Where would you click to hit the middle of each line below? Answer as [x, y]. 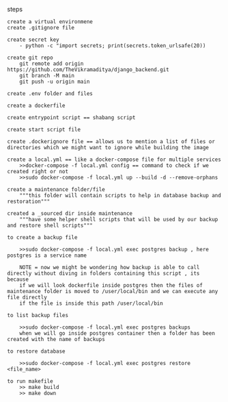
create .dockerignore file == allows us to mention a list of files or [111, 142]
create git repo [30, 58]
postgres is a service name [47, 255]
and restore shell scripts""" [50, 225]
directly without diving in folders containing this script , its [103, 273]
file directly [27, 297]
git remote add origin [52, 64]
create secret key [33, 40]
